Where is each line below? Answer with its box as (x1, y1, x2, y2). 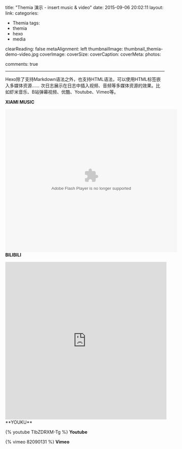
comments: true (5, 61, 38, 67)
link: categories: (5, 10, 39, 16)
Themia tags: (12, 20, 40, 26)
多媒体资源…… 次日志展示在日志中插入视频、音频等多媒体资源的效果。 (9, 83, 156, 89)
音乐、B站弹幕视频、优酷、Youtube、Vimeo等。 (18, 89, 119, 95)
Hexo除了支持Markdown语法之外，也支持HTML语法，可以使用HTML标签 (5, 76, 157, 82)
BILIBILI (5, 252, 22, 258)
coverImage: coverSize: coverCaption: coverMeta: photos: (39, 51, 161, 57)
